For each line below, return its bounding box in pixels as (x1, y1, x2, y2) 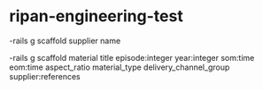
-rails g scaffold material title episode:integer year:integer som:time (9, 52, 255, 63)
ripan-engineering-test (9, 6, 183, 26)
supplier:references (9, 71, 81, 81)
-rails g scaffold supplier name (9, 35, 121, 46)
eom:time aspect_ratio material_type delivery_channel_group (9, 62, 230, 72)
